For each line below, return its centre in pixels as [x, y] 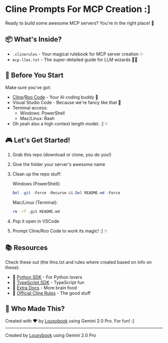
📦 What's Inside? [33, 39]
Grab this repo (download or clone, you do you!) [62, 155]
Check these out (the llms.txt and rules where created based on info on [78, 262]
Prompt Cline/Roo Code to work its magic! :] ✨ [60, 231]
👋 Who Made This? [35, 309]
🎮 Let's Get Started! [38, 140]
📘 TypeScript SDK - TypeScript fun [48, 282]
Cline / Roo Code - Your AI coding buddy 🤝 [55, 97]
